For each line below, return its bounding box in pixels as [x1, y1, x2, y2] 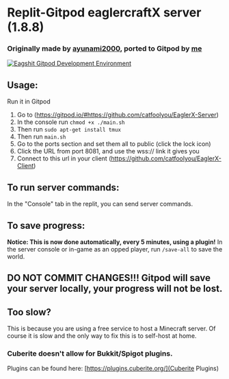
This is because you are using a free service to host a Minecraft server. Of [7, 324, 217, 333]
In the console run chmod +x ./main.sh [16, 118, 125, 126]
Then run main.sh [16, 132, 66, 141]
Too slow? [7, 306, 51, 318]
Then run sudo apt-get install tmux [16, 125, 122, 134]
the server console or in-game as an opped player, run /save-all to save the [7, 245, 223, 253]
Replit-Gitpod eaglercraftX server [7, 5, 202, 21]
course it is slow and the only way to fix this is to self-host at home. [7, 332, 197, 340]
